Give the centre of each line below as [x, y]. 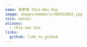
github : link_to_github [34, 37]
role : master [18, 19]
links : [12, 32]
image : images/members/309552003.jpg [44, 14]
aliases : [14, 23]
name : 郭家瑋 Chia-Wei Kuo [31, 10]
